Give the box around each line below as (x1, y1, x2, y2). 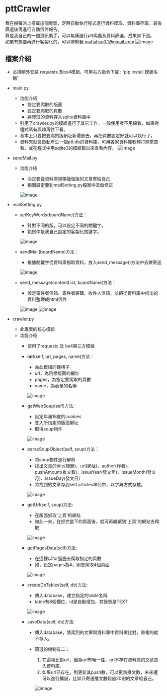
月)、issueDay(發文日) (34, 475, 81, 481)
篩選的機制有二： (34, 646, 70, 652)
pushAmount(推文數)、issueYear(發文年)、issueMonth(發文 (34, 469, 156, 475)
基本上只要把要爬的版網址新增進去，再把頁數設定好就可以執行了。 (19, 132, 155, 138)
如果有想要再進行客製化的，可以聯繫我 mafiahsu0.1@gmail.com (5, 38, 135, 45)
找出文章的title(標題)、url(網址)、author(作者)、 (34, 463, 132, 469)
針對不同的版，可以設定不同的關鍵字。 (27, 222, 106, 228)
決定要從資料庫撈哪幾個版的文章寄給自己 (27, 175, 110, 181)
